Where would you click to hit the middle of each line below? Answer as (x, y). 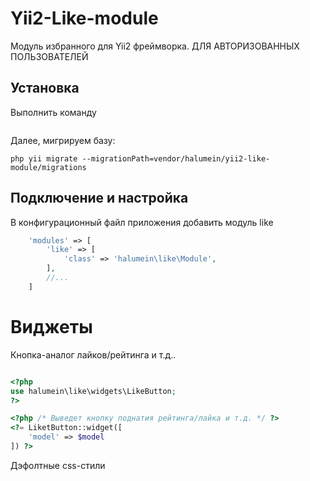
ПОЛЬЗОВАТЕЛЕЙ (49, 56)
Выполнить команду (53, 112)
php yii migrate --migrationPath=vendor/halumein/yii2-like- (140, 158)
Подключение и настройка (99, 198)
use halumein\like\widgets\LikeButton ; (93, 391)
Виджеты (51, 327)
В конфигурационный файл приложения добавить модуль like (142, 222)
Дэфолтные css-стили (58, 465)
